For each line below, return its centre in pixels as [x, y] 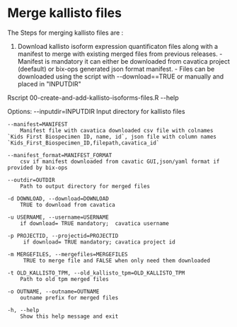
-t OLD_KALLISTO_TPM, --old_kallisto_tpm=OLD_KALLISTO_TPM [96, 273]
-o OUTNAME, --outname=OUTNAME [53, 292]
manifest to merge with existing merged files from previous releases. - [120, 54]
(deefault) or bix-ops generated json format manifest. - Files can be [116, 69]
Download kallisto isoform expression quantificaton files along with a [117, 46]
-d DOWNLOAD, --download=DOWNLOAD [58, 199]
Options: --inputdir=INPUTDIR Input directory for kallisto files [96, 111]
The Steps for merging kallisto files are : [65, 33]
